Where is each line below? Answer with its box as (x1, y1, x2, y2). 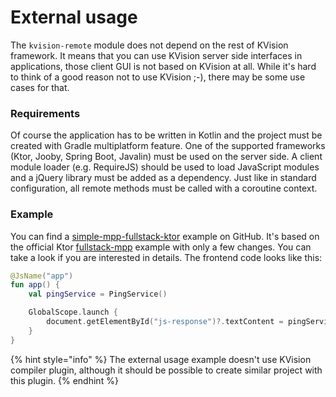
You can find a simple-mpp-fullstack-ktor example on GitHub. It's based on (10, 230, 320, 242)
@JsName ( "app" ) (10, 271, 74, 281)
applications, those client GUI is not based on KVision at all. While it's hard (10, 60, 317, 72)
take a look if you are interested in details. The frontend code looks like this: (10, 251, 323, 263)
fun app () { (10, 280, 60, 290)
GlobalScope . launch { (28, 307, 118, 318)
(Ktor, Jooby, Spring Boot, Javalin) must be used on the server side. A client (10, 151, 323, 163)
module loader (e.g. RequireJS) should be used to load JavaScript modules (10, 161, 320, 173)
